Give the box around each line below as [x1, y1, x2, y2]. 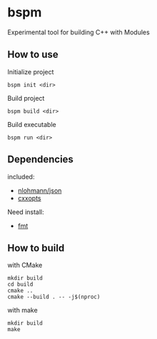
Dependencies [7, 153, 74, 166]
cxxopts [17, 193, 41, 202]
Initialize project [7, 67, 54, 76]
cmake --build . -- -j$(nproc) [7, 293, 101, 300]
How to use [7, 49, 59, 61]
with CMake [7, 261, 43, 270]
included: [7, 172, 35, 181]
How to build [7, 242, 65, 254]
